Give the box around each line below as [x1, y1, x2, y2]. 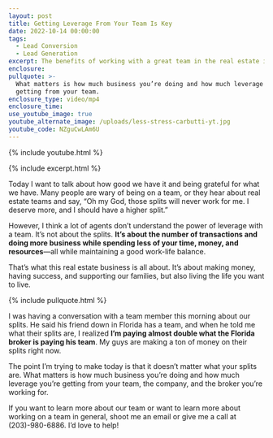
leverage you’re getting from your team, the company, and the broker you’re [8, 379, 262, 388]
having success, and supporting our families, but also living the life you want [8, 271, 265, 280]
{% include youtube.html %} [8, 147, 103, 157]
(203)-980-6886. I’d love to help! [8, 420, 119, 430]
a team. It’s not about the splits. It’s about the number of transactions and [8, 229, 258, 239]
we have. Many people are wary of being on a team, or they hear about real [8, 188, 261, 197]
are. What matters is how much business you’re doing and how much [8, 370, 240, 379]
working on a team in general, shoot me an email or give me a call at [8, 411, 237, 421]
